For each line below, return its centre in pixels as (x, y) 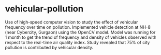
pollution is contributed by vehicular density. (49, 47)
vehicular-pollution (44, 9)
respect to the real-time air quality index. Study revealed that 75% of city (77, 42)
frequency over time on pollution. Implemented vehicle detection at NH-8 (78, 27)
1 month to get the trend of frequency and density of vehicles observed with (81, 37)
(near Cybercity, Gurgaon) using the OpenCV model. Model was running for (80, 32)
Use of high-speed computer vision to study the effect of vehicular (72, 22)
